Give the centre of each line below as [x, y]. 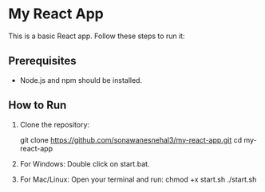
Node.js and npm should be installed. [81, 80]
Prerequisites [42, 61]
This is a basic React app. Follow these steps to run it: [97, 36]
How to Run [38, 106]
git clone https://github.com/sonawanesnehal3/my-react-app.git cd [131, 139]
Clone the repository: [55, 124]
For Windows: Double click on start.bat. [85, 163]
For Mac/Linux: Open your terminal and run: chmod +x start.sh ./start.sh [138, 179]
